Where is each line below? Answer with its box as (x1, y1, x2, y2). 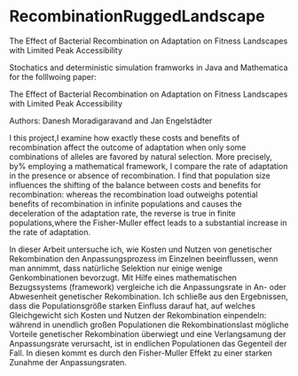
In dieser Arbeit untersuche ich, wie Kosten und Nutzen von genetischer (9, 244, 272, 255)
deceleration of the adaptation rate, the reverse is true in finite (9, 208, 237, 218)
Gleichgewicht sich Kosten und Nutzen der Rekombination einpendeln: (9, 309, 267, 320)
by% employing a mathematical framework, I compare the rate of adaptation (9, 161, 288, 171)
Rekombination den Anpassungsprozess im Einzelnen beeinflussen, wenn (9, 253, 278, 263)
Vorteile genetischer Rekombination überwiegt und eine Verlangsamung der (9, 328, 286, 339)
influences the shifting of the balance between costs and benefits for (9, 179, 262, 190)
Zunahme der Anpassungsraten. (9, 356, 127, 367)
